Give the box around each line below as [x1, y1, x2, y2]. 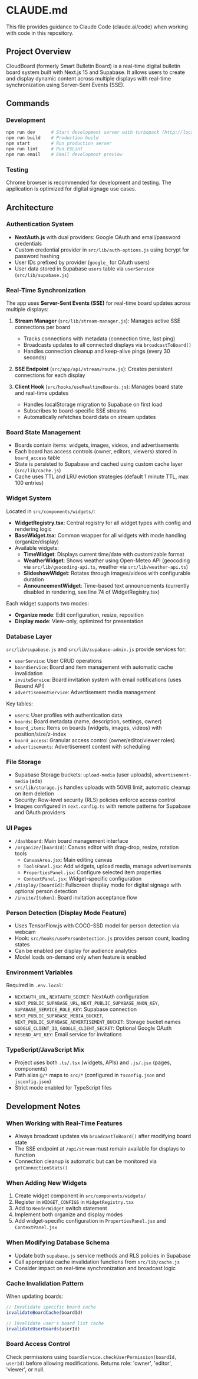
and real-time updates [14, 389, 69, 397]
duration [23, 575, 44, 583]
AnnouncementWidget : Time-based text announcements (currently [23, 582, 190, 589]
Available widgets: [14, 544, 59, 551]
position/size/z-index [14, 730, 67, 737]
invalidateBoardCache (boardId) [6, 1309, 83, 1316]
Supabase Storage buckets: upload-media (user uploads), [14, 771, 154, 778]
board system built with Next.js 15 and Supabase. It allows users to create [6, 69, 186, 76]
